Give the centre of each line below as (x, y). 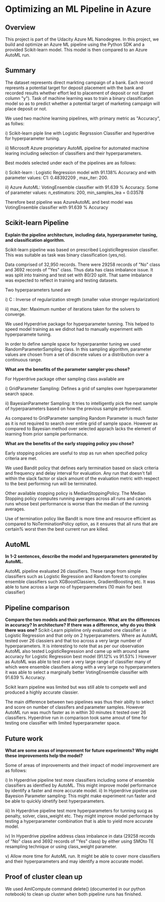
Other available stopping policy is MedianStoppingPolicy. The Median (75, 493)
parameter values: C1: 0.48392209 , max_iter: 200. (57, 178)
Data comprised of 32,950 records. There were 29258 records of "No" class (83, 264)
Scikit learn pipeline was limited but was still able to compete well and (76, 687)
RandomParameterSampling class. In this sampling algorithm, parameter (78, 349)
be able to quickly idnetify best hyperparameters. (55, 801)
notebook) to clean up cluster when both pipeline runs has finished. (74, 894)
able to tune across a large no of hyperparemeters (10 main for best (74, 587)
